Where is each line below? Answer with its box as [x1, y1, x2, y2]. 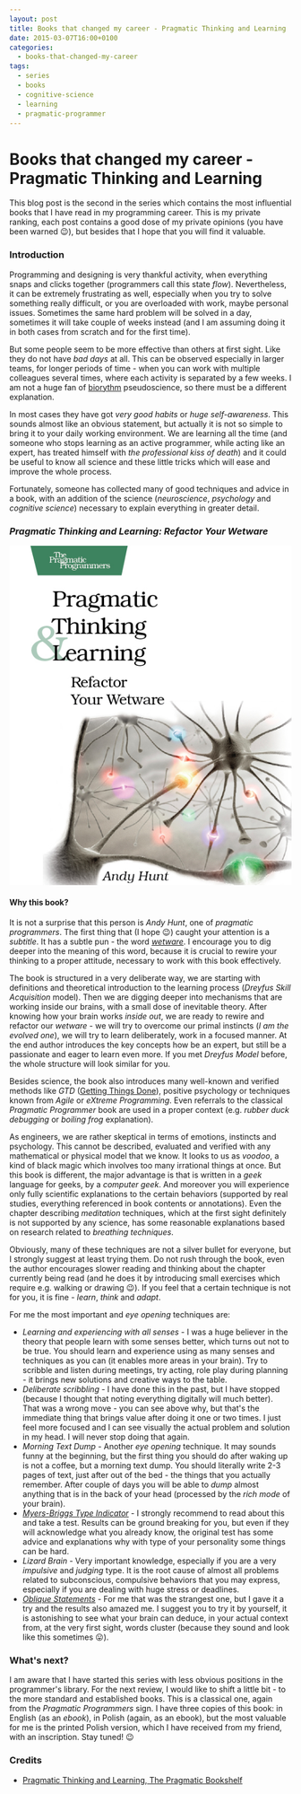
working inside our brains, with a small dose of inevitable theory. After [9, 1001, 268, 1011]
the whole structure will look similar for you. [9, 1058, 171, 1069]
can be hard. [21, 1545, 70, 1556]
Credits [9, 1755, 42, 1767]
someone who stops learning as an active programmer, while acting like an [9, 437, 285, 448]
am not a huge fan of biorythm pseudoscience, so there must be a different [9, 381, 287, 392]
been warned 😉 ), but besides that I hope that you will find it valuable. [9, 226, 266, 237]
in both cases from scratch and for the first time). [9, 326, 191, 337]
